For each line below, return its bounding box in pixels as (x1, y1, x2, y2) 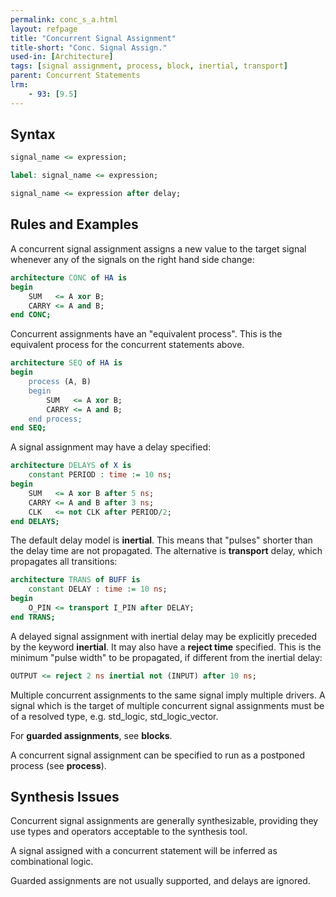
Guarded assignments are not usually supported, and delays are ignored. (10, 875, 311, 887)
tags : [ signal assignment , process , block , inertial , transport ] (10, 61, 288, 71)
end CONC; (10, 310, 52, 320)
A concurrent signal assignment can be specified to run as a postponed (10, 749, 306, 761)
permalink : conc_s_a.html (10, 14, 118, 25)
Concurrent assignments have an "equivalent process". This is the (10, 328, 283, 340)
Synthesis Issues (10, 789, 120, 806)
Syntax (10, 126, 56, 143)
